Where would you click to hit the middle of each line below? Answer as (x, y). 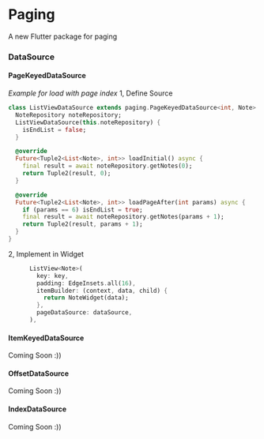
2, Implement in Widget (46, 253)
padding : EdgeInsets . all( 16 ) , (86, 283)
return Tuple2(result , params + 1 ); (83, 224)
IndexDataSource (38, 409)
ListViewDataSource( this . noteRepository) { (88, 122)
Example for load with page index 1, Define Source (91, 93)
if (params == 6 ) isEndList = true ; (83, 210)
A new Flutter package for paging (63, 36)
